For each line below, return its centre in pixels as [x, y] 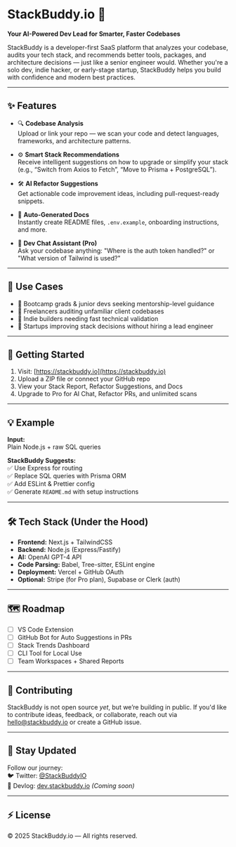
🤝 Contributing [40, 690]
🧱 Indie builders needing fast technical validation [88, 318]
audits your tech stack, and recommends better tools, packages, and [107, 55]
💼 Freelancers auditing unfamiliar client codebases [91, 311]
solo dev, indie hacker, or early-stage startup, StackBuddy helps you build [114, 70]
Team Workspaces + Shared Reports [71, 661]
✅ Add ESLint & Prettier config [51, 484]
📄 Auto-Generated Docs [53, 214]
